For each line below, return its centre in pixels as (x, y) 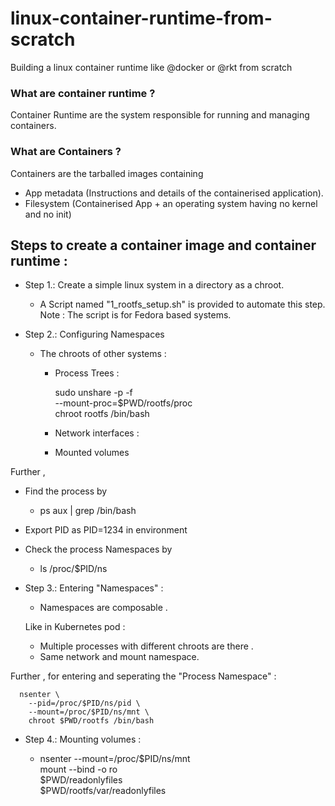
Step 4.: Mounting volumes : (83, 739)
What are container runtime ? (83, 93)
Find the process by (66, 491)
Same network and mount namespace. (119, 657)
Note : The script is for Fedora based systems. (135, 315)
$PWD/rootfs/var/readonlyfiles (103, 791)
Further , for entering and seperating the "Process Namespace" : (143, 676)
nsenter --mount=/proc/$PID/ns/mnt (115, 759)
